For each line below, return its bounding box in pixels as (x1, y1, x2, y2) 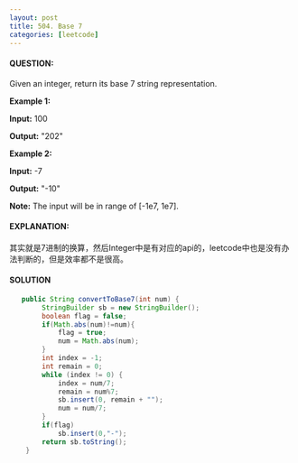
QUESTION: (9, 58, 54, 69)
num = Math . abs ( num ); (57, 337, 140, 346)
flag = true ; (57, 329, 107, 338)
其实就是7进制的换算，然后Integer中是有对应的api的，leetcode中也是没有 (9, 242, 282, 253)
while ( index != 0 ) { (42, 370, 124, 379)
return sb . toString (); (42, 437, 127, 447)
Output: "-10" (9, 182, 61, 194)
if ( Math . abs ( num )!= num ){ (42, 319, 135, 329)
